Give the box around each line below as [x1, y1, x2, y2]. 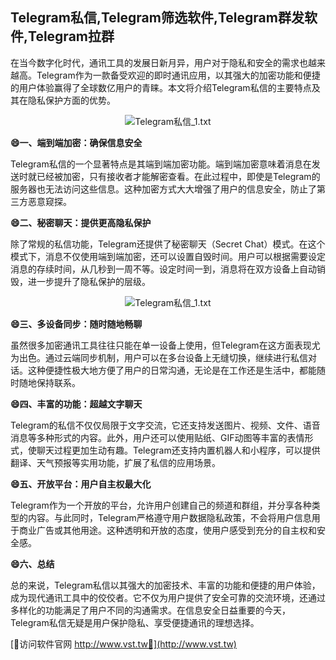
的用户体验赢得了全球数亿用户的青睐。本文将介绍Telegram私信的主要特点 [10, 81, 312, 93]
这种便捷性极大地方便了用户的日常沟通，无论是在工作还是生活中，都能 [27, 364, 317, 376]
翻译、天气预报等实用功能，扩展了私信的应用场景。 [10, 456, 221, 468]
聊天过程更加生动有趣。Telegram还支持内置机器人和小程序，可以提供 [36, 444, 321, 456]
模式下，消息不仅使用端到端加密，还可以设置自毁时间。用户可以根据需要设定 [10, 250, 326, 262]
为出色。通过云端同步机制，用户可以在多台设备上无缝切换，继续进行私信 [10, 351, 308, 363]
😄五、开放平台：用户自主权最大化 [10, 478, 152, 490]
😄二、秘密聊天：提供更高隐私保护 [10, 216, 152, 228]
